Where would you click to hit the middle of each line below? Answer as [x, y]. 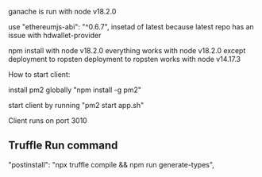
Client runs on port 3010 [48, 121]
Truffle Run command [63, 146]
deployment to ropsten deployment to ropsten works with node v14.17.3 [124, 59]
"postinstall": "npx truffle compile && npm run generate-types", [111, 164]
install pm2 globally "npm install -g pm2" [75, 90]
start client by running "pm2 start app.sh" [76, 105]
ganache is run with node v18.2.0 [62, 12]
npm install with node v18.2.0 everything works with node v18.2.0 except [127, 50]
